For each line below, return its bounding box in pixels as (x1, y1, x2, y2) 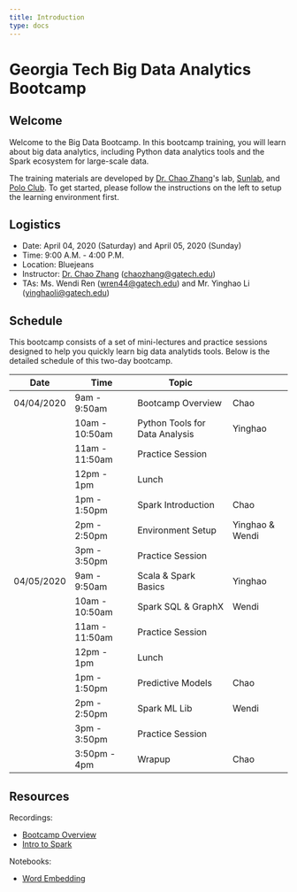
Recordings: (9, 811, 53, 823)
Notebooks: (9, 856, 52, 866)
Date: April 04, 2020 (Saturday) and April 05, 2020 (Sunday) (21, 241, 241, 251)
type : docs (9, 21, 49, 30)
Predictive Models (136, 677, 212, 689)
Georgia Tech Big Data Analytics (9, 59, 252, 80)
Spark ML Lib (136, 703, 193, 715)
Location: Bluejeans (21, 259, 95, 270)
